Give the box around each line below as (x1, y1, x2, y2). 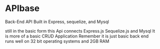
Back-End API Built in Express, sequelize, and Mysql (5, 19, 109, 24)
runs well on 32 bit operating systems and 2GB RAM (5, 38, 110, 44)
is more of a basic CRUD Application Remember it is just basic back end (5, 33, 149, 39)
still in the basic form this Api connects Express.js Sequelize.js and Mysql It (5, 28, 155, 34)
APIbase (5, 3, 40, 14)
